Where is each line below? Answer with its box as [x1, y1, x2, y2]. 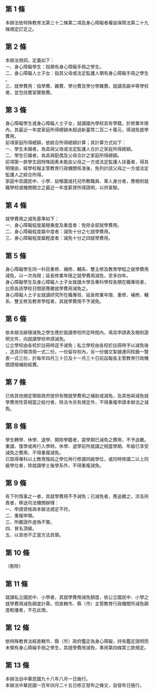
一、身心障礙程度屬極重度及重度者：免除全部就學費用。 [5, 222, 122, 228]
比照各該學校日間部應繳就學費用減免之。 [5, 285, 91, 291]
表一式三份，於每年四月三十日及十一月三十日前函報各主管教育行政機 [5, 355, 149, 361]
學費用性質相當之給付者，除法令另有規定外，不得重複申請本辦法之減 [5, 399, 149, 405]
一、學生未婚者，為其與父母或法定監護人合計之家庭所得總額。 [5, 146, 136, 152]
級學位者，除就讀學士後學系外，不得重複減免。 [5, 462, 104, 468]
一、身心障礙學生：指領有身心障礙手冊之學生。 [5, 63, 104, 69]
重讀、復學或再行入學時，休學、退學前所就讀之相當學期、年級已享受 [5, 443, 149, 449]
